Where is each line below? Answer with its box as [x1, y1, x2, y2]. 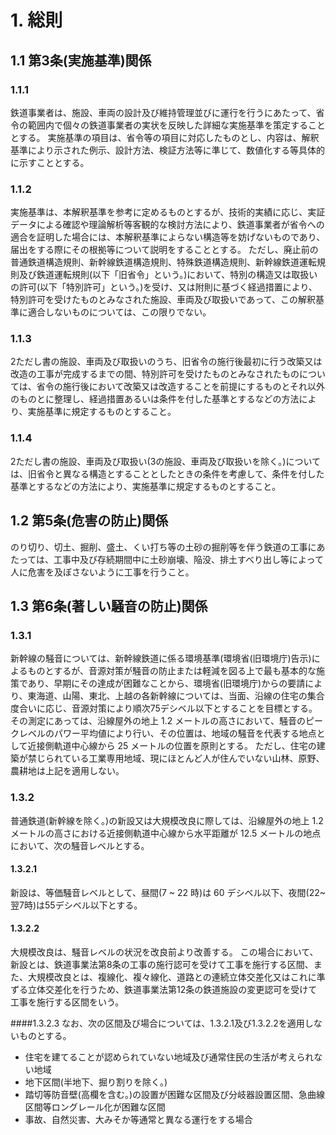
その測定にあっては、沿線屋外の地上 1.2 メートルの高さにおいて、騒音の [10, 715, 307, 727]
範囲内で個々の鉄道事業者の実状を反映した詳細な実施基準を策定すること [27, 119, 326, 131]
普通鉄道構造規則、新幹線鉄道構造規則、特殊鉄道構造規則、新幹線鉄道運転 [10, 256, 317, 268]
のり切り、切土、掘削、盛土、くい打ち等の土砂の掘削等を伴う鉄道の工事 [10, 541, 308, 553]
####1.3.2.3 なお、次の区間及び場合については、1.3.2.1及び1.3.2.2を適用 [10, 1017, 305, 1029]
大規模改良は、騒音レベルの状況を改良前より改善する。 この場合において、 [10, 946, 319, 958]
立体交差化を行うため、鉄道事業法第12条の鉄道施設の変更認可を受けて [27, 983, 318, 995]
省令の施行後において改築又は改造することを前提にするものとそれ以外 [36, 381, 326, 393]
